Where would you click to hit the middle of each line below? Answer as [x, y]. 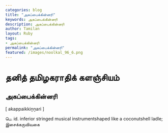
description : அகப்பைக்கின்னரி [35, 24]
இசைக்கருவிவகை [22, 124]
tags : [11, 39]
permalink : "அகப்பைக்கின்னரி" [35, 48]
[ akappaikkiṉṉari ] [25, 109]
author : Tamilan [22, 29]
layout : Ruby [19, 34]
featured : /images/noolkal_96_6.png [44, 52]
